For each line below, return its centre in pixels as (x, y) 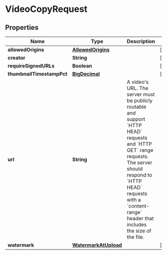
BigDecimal (86, 74)
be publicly (139, 100)
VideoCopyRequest (46, 9)
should (135, 169)
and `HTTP (139, 144)
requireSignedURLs (31, 66)
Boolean (82, 66)
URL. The (137, 88)
